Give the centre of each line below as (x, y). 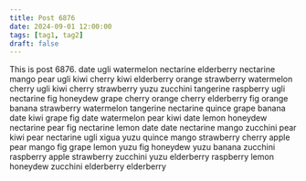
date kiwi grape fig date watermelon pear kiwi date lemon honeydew (138, 118)
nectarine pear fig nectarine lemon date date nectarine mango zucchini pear (153, 128)
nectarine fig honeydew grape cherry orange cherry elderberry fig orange (149, 99)
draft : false (34, 43)
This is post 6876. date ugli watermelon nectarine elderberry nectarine (142, 69)
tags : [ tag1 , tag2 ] (47, 35)
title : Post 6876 (42, 18)
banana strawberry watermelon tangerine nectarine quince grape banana (148, 108)
